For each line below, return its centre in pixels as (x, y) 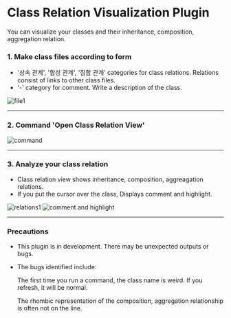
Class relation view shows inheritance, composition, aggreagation (110, 179)
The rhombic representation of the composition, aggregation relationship (120, 301)
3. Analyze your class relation (58, 164)
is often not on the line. (49, 308)
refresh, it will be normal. (52, 288)
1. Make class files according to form (69, 56)
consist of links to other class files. (66, 80)
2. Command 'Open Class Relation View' (76, 125)
